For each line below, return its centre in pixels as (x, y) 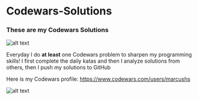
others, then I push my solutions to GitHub (59, 67)
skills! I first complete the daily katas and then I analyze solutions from (93, 61)
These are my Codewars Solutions (57, 30)
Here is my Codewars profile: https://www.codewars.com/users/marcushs (98, 79)
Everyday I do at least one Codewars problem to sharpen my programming (99, 55)
